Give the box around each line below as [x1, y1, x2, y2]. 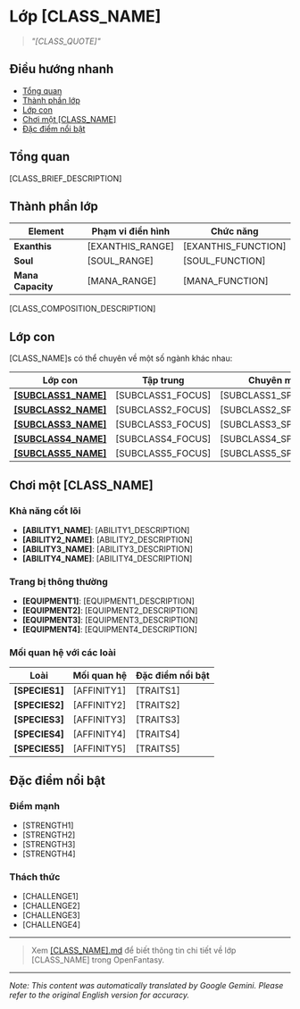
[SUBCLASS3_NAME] [13, 418, 107, 430]
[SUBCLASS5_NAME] [13, 447, 107, 460]
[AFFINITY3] [72, 713, 127, 726]
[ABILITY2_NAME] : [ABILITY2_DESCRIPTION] [21, 534, 194, 545]
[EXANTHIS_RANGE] [87, 240, 175, 253]
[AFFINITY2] [72, 699, 127, 712]
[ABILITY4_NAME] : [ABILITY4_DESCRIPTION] [21, 553, 193, 563]
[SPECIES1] [13, 685, 64, 697]
